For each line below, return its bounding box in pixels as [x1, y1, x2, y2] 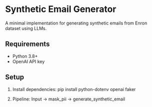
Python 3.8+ [12, 53, 38, 59]
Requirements [5, 40, 50, 48]
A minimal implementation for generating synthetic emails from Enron [5, 20, 148, 26]
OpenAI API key [12, 58, 45, 64]
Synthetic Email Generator [5, 3, 117, 15]
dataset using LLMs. [5, 25, 47, 31]
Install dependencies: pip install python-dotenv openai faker [12, 86, 136, 92]
